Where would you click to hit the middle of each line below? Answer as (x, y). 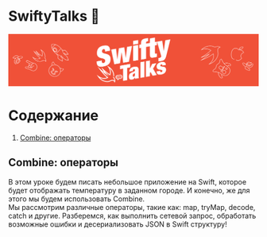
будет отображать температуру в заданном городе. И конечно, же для (129, 190)
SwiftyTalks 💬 (54, 16)
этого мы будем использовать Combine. (77, 199)
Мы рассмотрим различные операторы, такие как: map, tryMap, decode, (132, 207)
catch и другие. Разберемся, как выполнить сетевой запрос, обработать (132, 216)
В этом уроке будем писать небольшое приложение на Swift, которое (128, 181)
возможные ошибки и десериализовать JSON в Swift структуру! (118, 224)
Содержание (54, 115)
